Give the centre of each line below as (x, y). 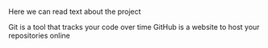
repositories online (39, 36)
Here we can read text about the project (75, 12)
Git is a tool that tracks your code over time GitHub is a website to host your (134, 27)
